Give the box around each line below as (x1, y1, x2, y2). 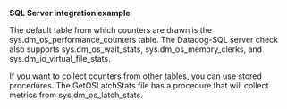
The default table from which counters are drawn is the (9, 25, 213, 35)
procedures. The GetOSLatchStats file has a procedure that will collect (9, 80, 269, 90)
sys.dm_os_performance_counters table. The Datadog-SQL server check (9, 35, 279, 45)
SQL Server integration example (9, 8, 131, 18)
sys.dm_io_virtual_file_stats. (9, 54, 111, 63)
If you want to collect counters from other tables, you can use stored (9, 71, 262, 81)
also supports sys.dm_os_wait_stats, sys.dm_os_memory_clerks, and (9, 44, 262, 54)
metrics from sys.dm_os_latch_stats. (9, 89, 143, 100)
